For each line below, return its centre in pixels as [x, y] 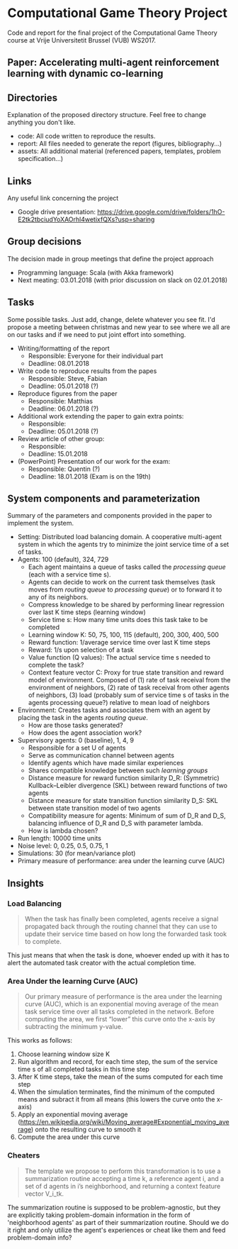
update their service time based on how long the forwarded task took [126, 934]
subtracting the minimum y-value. [74, 1027]
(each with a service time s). [69, 574]
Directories [33, 98]
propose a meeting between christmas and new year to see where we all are [119, 327]
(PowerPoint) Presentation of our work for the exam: [94, 461]
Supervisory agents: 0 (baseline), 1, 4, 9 [76, 740]
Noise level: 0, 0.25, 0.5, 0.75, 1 [63, 846]
